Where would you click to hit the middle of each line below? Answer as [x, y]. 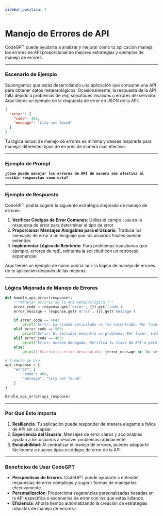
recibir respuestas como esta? [37, 178]
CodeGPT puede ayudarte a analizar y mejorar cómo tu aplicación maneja [79, 47]
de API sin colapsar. [32, 429]
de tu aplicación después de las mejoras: [46, 271]
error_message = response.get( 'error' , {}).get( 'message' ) [75, 311]
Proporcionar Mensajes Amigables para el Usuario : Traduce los [77, 230]
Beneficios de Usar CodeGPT [40, 467]
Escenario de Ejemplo [31, 74]
